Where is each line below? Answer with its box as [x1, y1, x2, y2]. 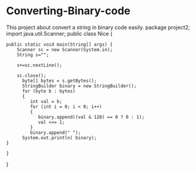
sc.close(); [17, 72, 46, 78]
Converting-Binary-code [6, 4, 131, 18]
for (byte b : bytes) [21, 88, 76, 94]
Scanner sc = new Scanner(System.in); [17, 46, 113, 53]
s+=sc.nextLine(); [17, 62, 62, 68]
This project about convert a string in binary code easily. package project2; [6, 24, 190, 31]
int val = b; [30, 98, 62, 104]
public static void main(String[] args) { [6, 41, 113, 47]
